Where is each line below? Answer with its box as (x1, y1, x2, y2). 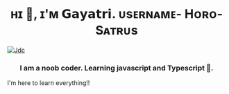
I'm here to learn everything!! (7, 79, 90, 87)
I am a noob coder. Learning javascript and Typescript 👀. (19, 63, 214, 73)
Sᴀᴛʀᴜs (95, 23, 138, 39)
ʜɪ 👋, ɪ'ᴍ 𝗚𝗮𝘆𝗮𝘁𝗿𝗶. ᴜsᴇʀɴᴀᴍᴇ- (10, 6, 183, 22)
